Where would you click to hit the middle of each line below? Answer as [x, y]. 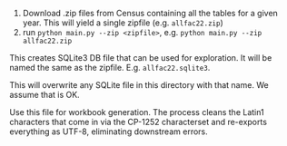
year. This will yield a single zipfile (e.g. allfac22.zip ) [123, 23]
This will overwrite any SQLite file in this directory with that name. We [139, 85]
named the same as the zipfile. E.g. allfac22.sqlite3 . [110, 68]
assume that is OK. [45, 95]
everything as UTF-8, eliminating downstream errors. [109, 131]
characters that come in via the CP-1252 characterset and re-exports [139, 122]
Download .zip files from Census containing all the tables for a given [150, 13]
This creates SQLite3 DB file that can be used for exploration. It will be [141, 58]
